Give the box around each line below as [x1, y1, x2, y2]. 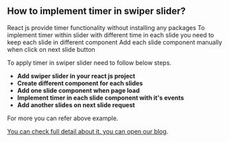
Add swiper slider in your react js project [16, 72, 136, 80]
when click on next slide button [7, 45, 96, 53]
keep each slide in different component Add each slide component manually [7, 38, 223, 46]
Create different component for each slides [16, 79, 143, 87]
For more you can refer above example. [7, 114, 119, 122]
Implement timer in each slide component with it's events [16, 94, 184, 102]
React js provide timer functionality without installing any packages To [7, 23, 205, 31]
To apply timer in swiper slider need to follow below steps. [7, 58, 172, 67]
